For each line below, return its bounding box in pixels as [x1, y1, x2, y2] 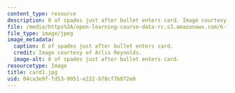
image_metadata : [7, 36, 55, 43]
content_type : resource [7, 10, 77, 17]
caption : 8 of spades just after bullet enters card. [13, 43, 173, 50]
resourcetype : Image [7, 62, 68, 69]
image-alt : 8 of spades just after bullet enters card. [13, 56, 180, 63]
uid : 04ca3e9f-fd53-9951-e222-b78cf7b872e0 [7, 75, 136, 83]
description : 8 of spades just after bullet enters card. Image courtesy [7, 17, 227, 24]
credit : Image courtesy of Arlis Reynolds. [13, 50, 142, 57]
